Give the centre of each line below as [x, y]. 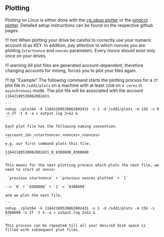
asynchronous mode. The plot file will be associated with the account [74, 90]
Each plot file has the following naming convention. [61, 126]
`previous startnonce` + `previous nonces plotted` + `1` [68, 178]
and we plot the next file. [34, 195]
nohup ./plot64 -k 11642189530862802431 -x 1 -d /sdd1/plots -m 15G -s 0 [82, 109]
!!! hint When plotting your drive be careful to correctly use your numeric [78, 40]
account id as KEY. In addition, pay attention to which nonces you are [75, 45]
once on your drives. [26, 56]
